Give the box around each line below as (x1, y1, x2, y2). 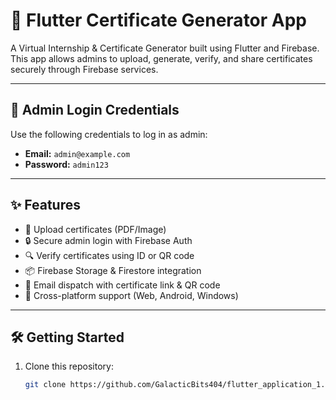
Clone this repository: (24, 360, 114, 373)
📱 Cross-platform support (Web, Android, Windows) (24, 289, 239, 301)
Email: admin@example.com (24, 147, 131, 159)
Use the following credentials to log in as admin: (10, 128, 208, 140)
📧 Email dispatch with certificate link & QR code (24, 279, 221, 291)
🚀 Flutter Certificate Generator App (10, 9, 308, 32)
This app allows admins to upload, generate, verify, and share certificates (10, 52, 313, 64)
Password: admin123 (24, 158, 109, 170)
